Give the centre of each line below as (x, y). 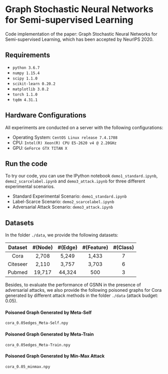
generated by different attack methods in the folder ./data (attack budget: (82, 295)
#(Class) (124, 247)
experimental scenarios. (30, 186)
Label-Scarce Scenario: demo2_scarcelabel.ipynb (63, 202)
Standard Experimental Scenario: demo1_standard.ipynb (69, 196)
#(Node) (43, 247)
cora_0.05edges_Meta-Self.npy (37, 323)
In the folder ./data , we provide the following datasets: (62, 235)
